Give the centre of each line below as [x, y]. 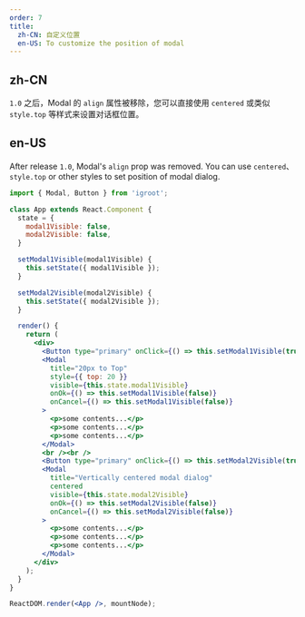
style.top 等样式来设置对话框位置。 [77, 114]
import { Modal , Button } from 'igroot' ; [89, 193]
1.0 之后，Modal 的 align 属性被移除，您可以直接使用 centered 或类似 [140, 103]
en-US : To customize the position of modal [101, 43]
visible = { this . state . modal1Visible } [119, 385]
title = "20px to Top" [89, 368]
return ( [42, 335]
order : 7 [26, 18]
